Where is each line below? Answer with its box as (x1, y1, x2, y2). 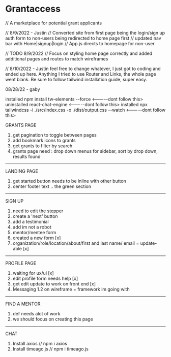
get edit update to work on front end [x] (12, 280, 96, 287)
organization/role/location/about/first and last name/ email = (12, 240, 139, 246)
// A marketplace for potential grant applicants (5, 20, 102, 26)
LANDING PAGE (5, 168, 38, 174)
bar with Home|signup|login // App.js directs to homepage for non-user (5, 40, 155, 46)
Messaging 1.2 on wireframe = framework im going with (12, 286, 130, 292)
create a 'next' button (12, 213, 58, 219)
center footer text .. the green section (12, 183, 92, 189)
